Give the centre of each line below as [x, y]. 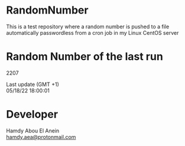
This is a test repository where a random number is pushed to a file [88, 26]
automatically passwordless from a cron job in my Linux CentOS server [92, 32]
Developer [32, 115]
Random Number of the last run [85, 57]
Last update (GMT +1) [33, 84]
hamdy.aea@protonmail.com [41, 137]
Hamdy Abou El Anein [33, 131]
